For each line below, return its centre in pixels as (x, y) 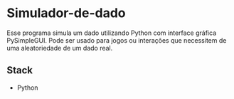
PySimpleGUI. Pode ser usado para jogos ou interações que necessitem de (117, 40)
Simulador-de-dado (66, 13)
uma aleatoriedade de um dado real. (60, 48)
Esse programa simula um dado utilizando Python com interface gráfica (112, 33)
